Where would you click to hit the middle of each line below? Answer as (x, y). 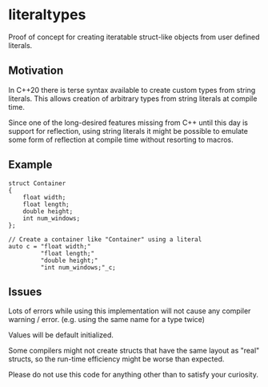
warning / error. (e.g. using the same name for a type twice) (107, 320)
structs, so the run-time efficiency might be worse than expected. (116, 359)
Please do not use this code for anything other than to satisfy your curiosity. (133, 375)
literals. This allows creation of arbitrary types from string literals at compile (133, 99)
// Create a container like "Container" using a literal (105, 239)
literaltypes (47, 15)
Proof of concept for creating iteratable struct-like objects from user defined (134, 37)
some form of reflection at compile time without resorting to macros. (121, 139)
